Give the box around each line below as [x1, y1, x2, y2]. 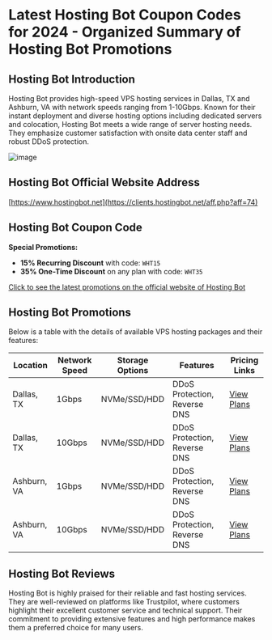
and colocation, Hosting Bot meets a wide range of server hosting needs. [8, 120, 253, 129]
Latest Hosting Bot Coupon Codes [8, 6, 241, 24]
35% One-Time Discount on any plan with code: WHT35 [19, 266, 203, 276]
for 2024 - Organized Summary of [8, 23, 241, 41]
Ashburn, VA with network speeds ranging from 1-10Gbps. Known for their [8, 103, 257, 112]
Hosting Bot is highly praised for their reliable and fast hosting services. [8, 588, 247, 598]
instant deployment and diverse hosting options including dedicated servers [8, 111, 262, 121]
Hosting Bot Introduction [8, 72, 136, 86]
